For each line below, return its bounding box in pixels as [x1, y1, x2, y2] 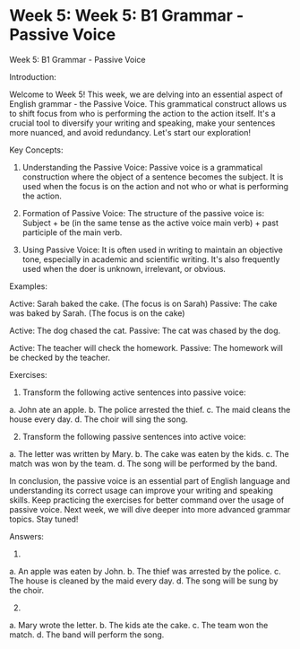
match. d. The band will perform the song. [9, 629, 165, 640]
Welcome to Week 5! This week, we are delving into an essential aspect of [9, 89, 284, 100]
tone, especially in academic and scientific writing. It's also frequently [21, 253, 280, 265]
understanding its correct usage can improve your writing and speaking [9, 485, 273, 496]
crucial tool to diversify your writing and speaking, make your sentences [9, 118, 276, 128]
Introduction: [9, 71, 56, 82]
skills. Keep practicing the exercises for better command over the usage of [9, 495, 285, 505]
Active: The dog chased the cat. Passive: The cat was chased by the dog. [9, 325, 281, 336]
